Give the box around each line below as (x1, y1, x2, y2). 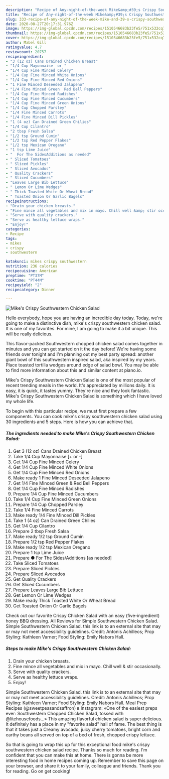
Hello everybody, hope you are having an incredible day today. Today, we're (6, 315, 162, 321)
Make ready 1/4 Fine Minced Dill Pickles (13, 512, 96, 518)
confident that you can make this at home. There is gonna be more (6, 752, 143, 758)
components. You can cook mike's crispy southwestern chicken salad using (6, 414, 162, 420)
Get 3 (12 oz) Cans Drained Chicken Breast (13, 448, 102, 454)
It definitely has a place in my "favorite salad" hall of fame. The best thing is (6, 721, 162, 727)
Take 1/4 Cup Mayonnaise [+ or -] (13, 454, 83, 460)
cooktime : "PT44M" (6, 278, 44, 283)
